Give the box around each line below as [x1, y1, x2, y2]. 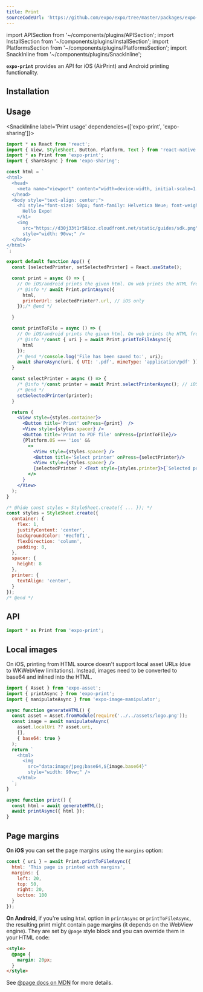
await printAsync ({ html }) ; [11, 808, 85, 814]
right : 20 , [17, 887, 45, 893]
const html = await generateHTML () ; [11, 802, 104, 809]
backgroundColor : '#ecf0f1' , [17, 533, 91, 539]
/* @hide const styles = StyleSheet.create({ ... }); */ [6, 504, 153, 511]
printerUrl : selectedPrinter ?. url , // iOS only [22, 298, 145, 304]
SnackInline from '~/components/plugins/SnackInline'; [6, 50, 142, 58]
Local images [6, 644, 57, 654]
